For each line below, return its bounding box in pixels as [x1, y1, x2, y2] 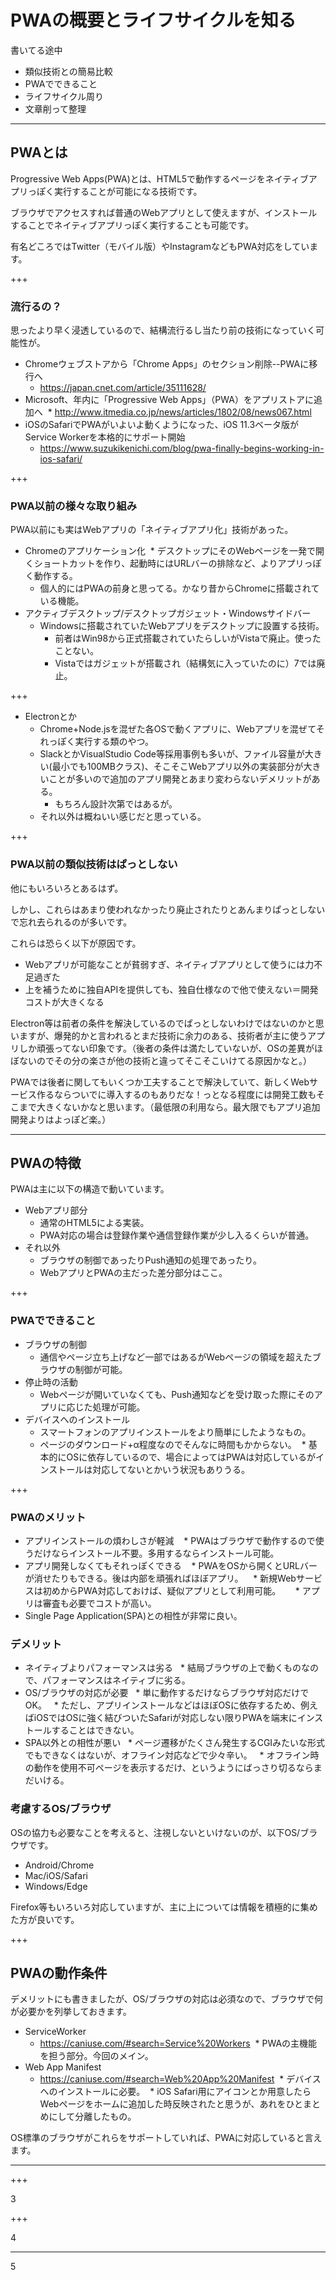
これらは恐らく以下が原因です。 [10, 937, 142, 949]
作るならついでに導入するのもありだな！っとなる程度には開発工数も [36, 1088, 317, 1100]
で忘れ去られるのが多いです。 [10, 916, 133, 928]
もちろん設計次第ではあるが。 [54, 798, 178, 810]
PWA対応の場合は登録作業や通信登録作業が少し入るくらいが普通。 [39, 1229, 315, 1241]
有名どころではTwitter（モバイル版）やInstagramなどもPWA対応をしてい [10, 240, 310, 252]
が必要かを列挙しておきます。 [10, 2006, 132, 2018]
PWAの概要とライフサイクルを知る [10, 9, 297, 32]
